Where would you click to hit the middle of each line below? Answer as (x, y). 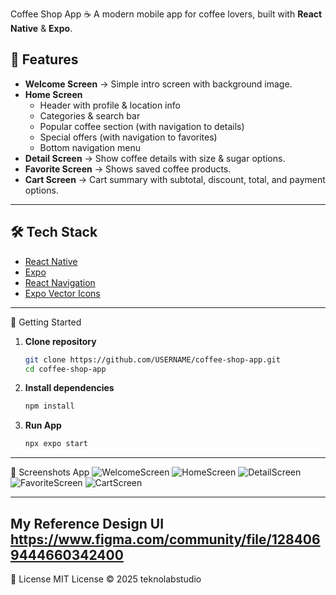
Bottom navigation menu (90, 147)
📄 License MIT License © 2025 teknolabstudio (106, 579)
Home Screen (53, 94)
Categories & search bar (90, 115)
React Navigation (60, 282)
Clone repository (60, 341)
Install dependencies (69, 388)
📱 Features (44, 59)
